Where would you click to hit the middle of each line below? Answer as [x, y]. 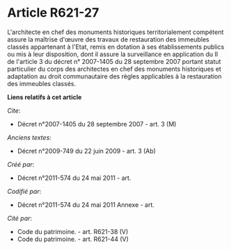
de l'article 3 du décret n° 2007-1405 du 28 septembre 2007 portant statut [114, 61]
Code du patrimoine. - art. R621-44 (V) [73, 239]
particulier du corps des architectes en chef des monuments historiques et [114, 69]
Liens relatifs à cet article [45, 97]
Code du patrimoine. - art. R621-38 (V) [73, 231]
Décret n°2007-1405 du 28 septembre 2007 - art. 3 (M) [97, 124]
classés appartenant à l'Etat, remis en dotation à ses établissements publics [116, 47]
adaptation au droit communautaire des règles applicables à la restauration [114, 76]
